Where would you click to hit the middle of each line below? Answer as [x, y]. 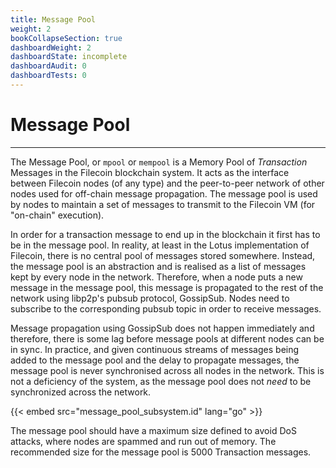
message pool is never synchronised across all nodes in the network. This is [167, 370]
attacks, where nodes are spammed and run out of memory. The [143, 441]
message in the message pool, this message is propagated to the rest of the [167, 287]
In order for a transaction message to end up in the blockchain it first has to [165, 234]
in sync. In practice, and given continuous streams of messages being [155, 349]
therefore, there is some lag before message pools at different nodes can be [167, 338]
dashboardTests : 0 [48, 76]
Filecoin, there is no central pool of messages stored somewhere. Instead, [163, 255]
